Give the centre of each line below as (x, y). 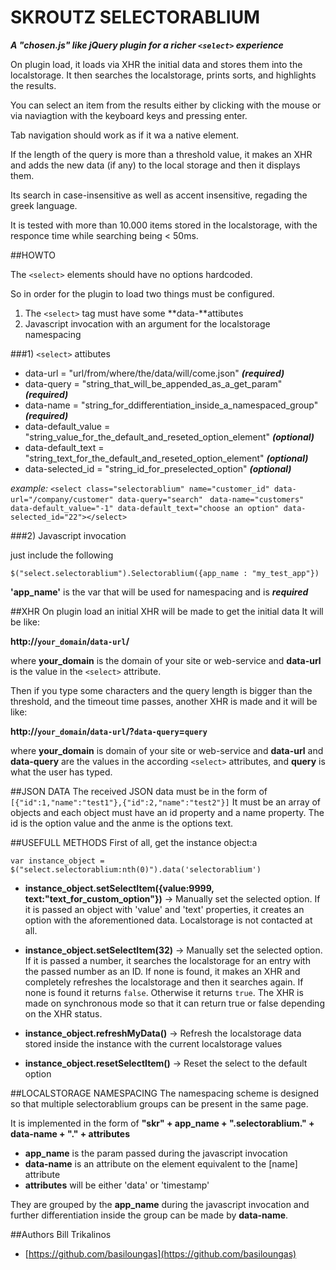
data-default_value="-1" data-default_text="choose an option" (145, 508)
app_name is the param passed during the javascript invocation (156, 1153)
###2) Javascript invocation (68, 535)
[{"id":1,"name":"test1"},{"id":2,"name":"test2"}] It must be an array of (166, 802)
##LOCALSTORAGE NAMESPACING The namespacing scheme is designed (165, 1093)
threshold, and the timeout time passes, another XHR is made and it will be (164, 701)
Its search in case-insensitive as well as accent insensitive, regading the (159, 195)
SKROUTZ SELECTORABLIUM (135, 17)
